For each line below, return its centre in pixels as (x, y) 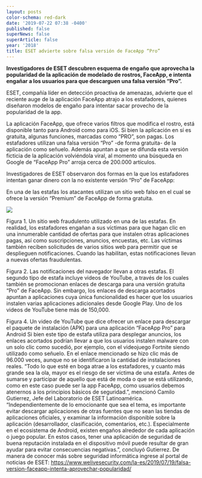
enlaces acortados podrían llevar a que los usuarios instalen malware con (97, 341)
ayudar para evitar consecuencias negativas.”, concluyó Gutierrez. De (93, 449)
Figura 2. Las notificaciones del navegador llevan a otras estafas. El (90, 271)
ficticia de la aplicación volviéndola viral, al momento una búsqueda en (94, 156)
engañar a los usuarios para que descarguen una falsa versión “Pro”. (94, 81)
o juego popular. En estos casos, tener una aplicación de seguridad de (94, 436)
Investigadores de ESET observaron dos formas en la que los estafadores (98, 174)
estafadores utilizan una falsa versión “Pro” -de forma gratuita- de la (91, 143)
